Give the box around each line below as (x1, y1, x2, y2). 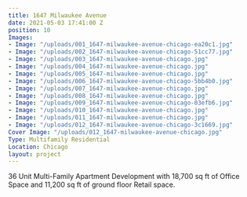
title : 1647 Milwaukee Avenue (8, 11, 107, 20)
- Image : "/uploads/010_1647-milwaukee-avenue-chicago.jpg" (8, 107, 209, 115)
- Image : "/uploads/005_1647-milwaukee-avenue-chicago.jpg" (8, 70, 209, 78)
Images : (8, 33, 34, 42)
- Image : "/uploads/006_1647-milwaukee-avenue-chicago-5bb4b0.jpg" (8, 77, 234, 85)
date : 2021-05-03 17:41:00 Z (8, 19, 104, 27)
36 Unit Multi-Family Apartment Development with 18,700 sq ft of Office (8, 172, 240, 181)
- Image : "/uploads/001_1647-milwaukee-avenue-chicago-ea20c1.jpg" (8, 41, 234, 49)
